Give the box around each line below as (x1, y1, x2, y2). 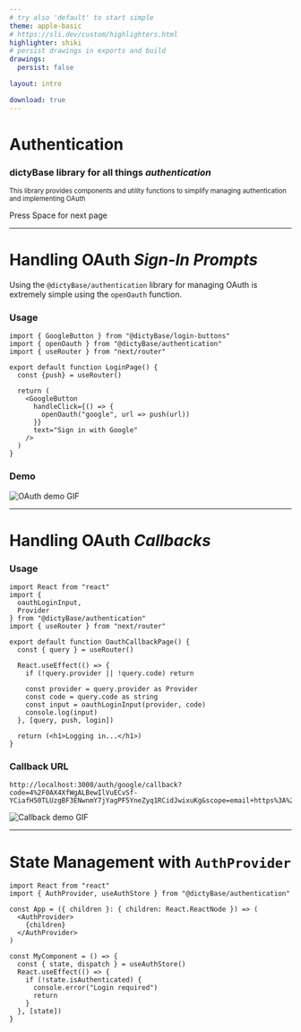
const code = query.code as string (25, 692, 159, 702)
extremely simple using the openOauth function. (9, 289, 182, 300)
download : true (9, 95, 66, 104)
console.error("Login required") (32, 984, 159, 993)
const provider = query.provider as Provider (25, 685, 199, 694)
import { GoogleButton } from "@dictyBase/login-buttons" (9, 332, 230, 341)
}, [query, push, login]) (17, 716, 115, 725)
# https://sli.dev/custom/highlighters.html (9, 30, 178, 39)
